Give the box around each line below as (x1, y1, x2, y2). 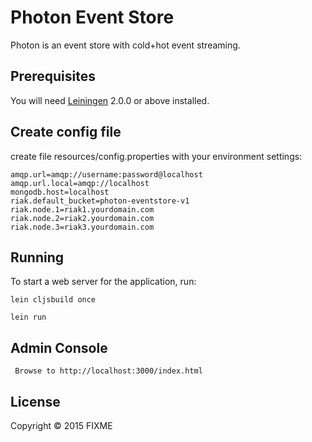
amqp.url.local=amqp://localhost (10, 178, 150, 188)
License (10, 393, 61, 410)
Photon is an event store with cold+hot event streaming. (10, 39, 241, 51)
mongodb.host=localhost (10, 187, 110, 197)
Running (10, 249, 65, 266)
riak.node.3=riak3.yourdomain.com (10, 222, 155, 232)
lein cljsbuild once (10, 295, 97, 305)
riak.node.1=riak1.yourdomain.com (10, 204, 155, 215)
